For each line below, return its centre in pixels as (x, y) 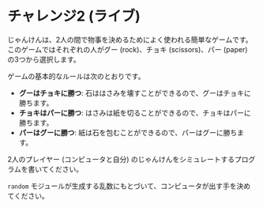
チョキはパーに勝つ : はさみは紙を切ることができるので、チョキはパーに (135, 112)
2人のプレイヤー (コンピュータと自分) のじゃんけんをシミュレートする (121, 159)
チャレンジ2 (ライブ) (74, 16)
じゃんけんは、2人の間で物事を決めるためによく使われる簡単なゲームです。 (130, 40)
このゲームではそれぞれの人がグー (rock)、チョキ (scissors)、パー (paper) (128, 49)
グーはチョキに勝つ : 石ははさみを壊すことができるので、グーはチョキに (135, 93)
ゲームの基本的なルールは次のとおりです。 (76, 76)
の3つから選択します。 (44, 59)
